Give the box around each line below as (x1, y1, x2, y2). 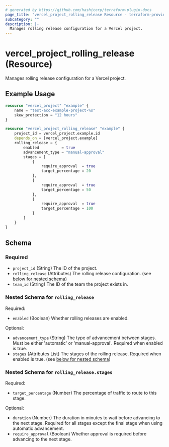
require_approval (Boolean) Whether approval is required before (12, 430, 147, 436)
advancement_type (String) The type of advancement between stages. (12, 335, 156, 341)
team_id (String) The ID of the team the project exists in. (12, 281, 128, 287)
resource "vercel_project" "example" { (5, 103, 89, 108)
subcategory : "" (5, 17, 39, 22)
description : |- (5, 21, 39, 27)
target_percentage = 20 (41, 168, 92, 174)
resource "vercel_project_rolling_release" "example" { (5, 126, 125, 132)
